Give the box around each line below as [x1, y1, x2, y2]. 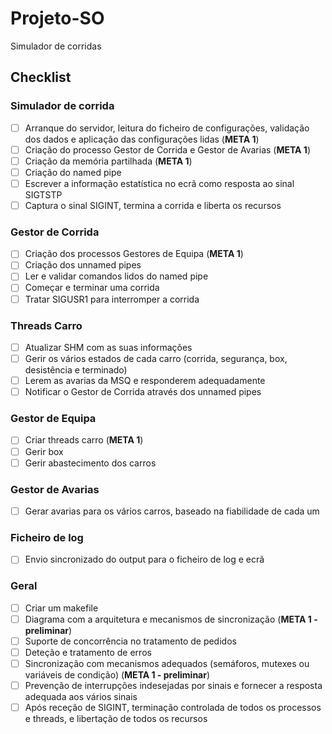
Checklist [10, 69, 72, 86]
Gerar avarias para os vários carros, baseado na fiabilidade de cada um [24, 505, 320, 517]
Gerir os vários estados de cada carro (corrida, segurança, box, [24, 352, 288, 364]
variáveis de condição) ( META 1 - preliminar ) [24, 668, 211, 681]
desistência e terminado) [24, 364, 128, 376]
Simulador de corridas [10, 40, 102, 52]
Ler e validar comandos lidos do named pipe [24, 270, 209, 282]
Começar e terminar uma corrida [24, 282, 160, 294]
